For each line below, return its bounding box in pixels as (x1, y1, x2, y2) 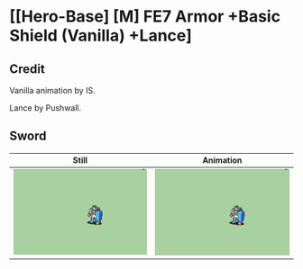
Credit (9, 61, 45, 76)
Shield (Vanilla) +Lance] (9, 25, 192, 46)
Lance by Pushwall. (9, 103, 82, 113)
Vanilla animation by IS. (9, 85, 96, 95)
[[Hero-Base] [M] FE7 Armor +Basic (9, 6, 281, 27)
